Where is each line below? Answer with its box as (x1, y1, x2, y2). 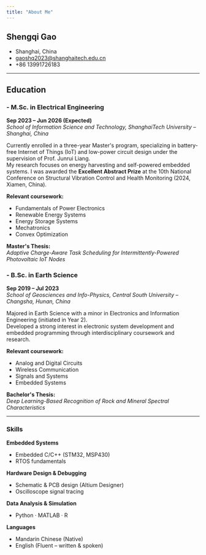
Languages (6, 523, 36, 530)
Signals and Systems (15, 372, 69, 380)
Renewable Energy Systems (15, 211, 86, 218)
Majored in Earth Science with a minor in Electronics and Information (6, 310, 180, 317)
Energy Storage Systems (15, 218, 78, 225)
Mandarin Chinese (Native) (15, 535, 84, 543)
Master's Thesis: (6, 243, 51, 250)
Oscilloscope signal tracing (15, 488, 84, 495)
